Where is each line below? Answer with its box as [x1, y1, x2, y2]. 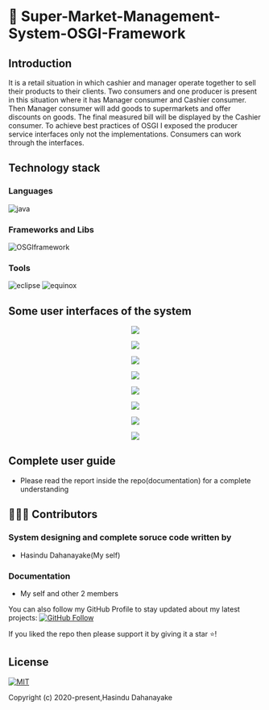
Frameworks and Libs [8, 223, 94, 235]
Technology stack [8, 161, 101, 175]
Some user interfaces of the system [8, 304, 192, 318]
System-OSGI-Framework [8, 24, 186, 43]
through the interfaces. [8, 138, 85, 148]
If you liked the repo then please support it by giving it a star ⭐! [8, 629, 217, 638]
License [8, 655, 49, 669]
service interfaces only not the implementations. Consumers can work [8, 129, 242, 139]
